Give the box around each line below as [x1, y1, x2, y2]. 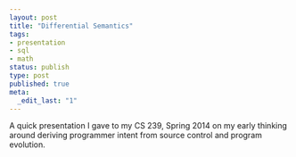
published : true [9, 79, 70, 88]
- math [9, 54, 34, 63]
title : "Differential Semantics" [9, 21, 134, 30]
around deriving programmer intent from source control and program [9, 130, 263, 141]
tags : [9, 29, 29, 38]
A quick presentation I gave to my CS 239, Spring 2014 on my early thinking [9, 120, 288, 131]
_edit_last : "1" [17, 95, 78, 105]
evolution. [9, 139, 46, 150]
